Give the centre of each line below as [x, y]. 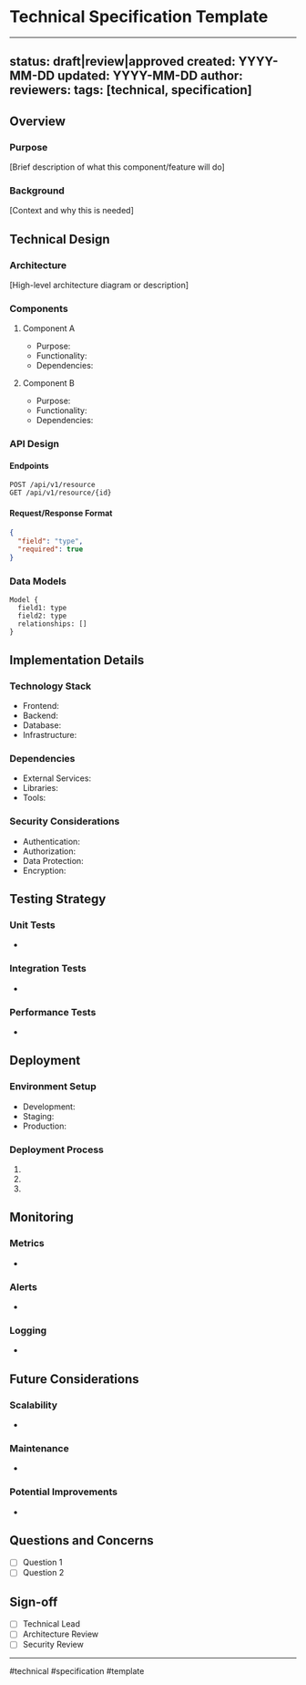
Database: [42, 725]
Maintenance [40, 1448]
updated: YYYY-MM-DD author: [150, 76]
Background [37, 191]
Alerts [24, 1286]
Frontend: [41, 706]
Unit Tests [33, 925]
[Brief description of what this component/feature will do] [117, 167]
